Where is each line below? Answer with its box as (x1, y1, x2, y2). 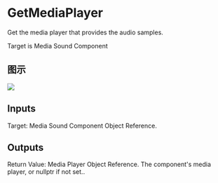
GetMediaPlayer (7, 5, 104, 21)
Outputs (7, 142, 44, 154)
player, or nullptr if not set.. (7, 168, 86, 176)
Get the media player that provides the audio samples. (7, 28, 163, 36)
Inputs (7, 103, 36, 115)
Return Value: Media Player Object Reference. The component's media (7, 160, 212, 169)
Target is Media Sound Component (7, 41, 109, 50)
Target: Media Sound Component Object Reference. (7, 121, 158, 130)
